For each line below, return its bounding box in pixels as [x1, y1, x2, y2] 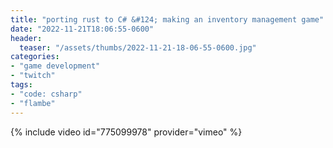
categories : [10, 52, 60, 62]
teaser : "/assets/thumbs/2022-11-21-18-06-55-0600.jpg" [19, 42, 257, 53]
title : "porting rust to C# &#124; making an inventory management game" [10, 14, 325, 25]
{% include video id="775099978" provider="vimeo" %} [10, 126, 243, 138]
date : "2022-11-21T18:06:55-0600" [10, 24, 155, 34]
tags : [10, 80, 33, 90]
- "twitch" [10, 71, 56, 81]
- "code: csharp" [10, 89, 83, 99]
